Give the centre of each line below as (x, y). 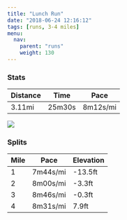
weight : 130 (37, 53)
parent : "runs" (42, 46)
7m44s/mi (49, 172)
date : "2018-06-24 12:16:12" (50, 20)
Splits (17, 142)
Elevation (89, 160)
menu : (15, 33)
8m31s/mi (49, 206)
